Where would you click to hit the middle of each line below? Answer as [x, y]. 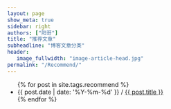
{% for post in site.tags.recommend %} [73, 84]
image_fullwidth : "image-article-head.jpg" [80, 59]
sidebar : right [29, 26]
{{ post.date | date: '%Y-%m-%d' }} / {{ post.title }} [90, 92]
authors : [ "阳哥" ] [33, 33]
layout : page [26, 13]
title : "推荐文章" [32, 39]
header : [18, 52]
